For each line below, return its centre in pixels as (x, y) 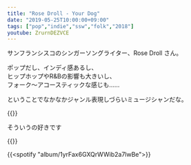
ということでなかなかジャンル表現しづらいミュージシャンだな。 (97, 100)
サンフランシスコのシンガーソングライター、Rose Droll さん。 (95, 53)
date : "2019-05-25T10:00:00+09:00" (58, 20)
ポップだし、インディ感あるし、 (52, 68)
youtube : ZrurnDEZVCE (38, 33)
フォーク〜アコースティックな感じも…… (63, 85)
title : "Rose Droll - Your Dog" (53, 13)
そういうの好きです (34, 127)
